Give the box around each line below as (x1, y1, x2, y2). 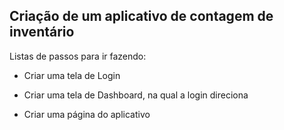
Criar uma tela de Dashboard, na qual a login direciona (23, 89, 249, 101)
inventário (9, 24, 75, 41)
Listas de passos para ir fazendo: (9, 50, 147, 62)
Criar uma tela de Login (23, 69, 121, 81)
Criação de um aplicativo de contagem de (9, 8, 274, 25)
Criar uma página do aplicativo (23, 108, 151, 120)
